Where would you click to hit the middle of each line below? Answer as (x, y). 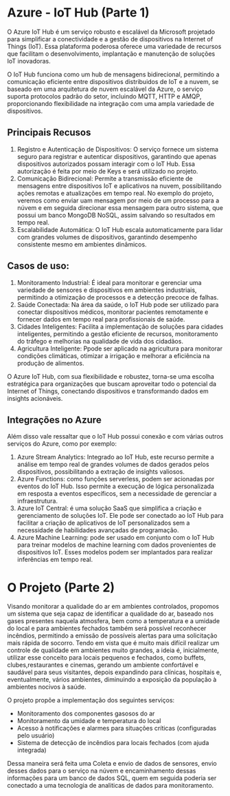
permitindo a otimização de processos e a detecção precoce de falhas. (118, 297)
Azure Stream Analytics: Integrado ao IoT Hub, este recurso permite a (115, 457)
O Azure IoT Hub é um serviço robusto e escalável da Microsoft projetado (111, 32)
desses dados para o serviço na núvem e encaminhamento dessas (102, 771)
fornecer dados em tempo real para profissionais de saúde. (101, 319)
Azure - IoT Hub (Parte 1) (78, 13)
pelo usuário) (36, 735)
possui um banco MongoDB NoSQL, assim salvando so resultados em (116, 215)
